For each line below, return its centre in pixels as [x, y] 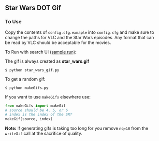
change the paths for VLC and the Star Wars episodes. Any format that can [79, 37]
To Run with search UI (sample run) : [41, 52]
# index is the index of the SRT [39, 115]
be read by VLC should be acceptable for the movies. [58, 42]
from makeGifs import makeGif [36, 106]
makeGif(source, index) [29, 119]
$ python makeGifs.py [27, 88]
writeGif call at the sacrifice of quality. [44, 134]
